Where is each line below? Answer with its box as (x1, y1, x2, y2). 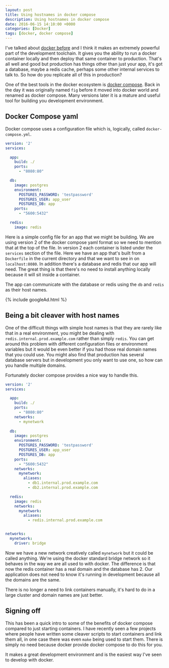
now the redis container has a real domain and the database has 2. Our (5, 566, 153, 572)
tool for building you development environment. (5, 98, 104, 104)
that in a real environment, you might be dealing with (5, 330, 115, 336)
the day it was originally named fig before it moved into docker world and (5, 87, 159, 93)
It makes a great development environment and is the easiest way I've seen (5, 651, 162, 657)
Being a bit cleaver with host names (5, 311, 120, 320)
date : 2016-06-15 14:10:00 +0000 (5, 21, 76, 27)
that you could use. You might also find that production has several (5, 351, 144, 357)
